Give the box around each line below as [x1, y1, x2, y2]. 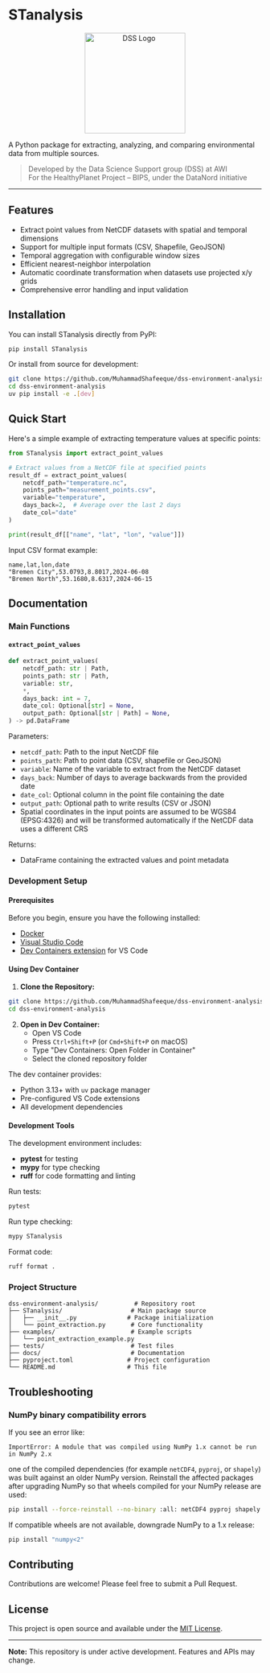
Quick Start [8, 412, 67, 426]
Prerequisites [8, 895, 55, 904]
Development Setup [8, 875, 88, 886]
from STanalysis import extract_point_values [8, 449, 163, 457]
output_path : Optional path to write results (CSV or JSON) [19, 798, 211, 808]
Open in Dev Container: [19, 1020, 100, 1029]
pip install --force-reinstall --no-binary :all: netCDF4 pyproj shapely [8, 1505, 261, 1514]
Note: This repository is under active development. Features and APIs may [8, 1647, 256, 1657]
